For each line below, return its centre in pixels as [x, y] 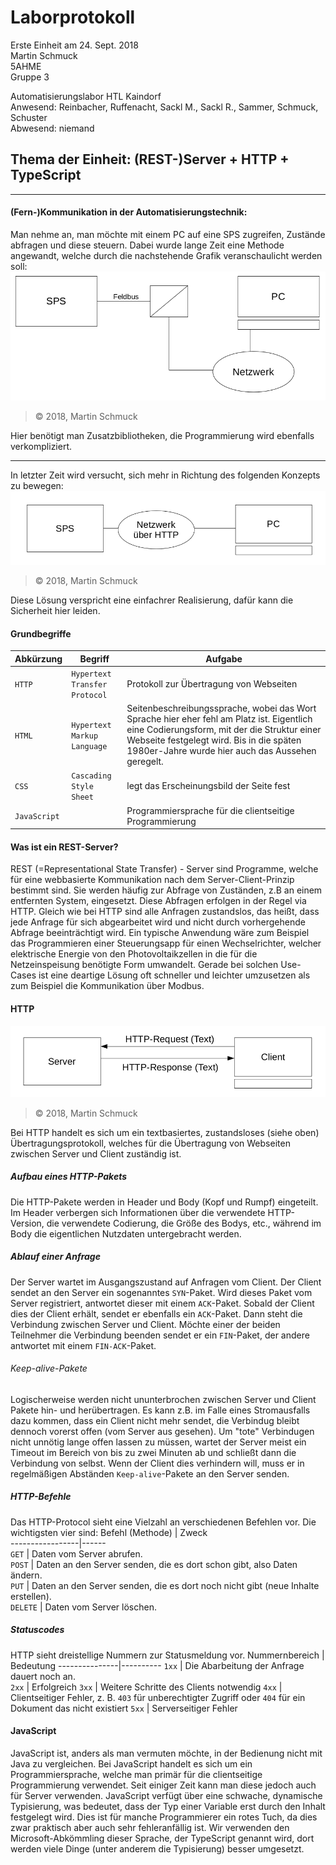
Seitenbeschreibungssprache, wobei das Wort [221, 708]
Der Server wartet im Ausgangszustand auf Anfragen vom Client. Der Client [166, 1282]
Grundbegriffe [41, 633]
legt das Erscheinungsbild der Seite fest [208, 786]
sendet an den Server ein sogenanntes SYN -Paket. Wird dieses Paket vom [161, 1292]
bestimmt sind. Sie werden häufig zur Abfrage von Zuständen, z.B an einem [166, 890]
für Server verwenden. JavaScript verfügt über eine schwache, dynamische [166, 1795]
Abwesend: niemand [52, 128]
